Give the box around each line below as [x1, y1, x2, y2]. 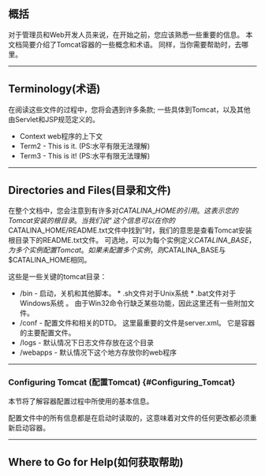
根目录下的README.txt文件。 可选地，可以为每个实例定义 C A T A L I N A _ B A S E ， [8, 236, 256, 245]
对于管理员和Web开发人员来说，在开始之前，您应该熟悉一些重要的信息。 [8, 30, 244, 39]
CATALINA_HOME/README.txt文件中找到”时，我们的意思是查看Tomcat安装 [8, 225, 252, 235]
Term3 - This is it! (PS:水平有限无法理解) [19, 151, 151, 160]
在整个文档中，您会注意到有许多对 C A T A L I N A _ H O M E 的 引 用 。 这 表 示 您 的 [8, 206, 239, 215]
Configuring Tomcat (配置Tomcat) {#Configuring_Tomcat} [8, 377, 236, 388]
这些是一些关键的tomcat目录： [8, 272, 107, 281]
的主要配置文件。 [19, 328, 76, 337]
